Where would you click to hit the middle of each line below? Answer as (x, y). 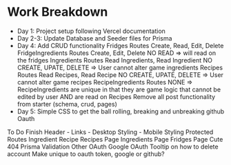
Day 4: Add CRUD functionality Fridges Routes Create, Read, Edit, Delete (120, 45)
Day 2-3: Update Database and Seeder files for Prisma (94, 38)
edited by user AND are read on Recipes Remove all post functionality (116, 96)
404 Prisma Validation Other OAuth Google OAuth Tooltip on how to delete (113, 146)
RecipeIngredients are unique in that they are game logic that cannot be (119, 89)
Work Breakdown (58, 12)
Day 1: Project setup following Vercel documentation (91, 31)
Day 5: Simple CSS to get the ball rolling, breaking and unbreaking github (121, 111)
